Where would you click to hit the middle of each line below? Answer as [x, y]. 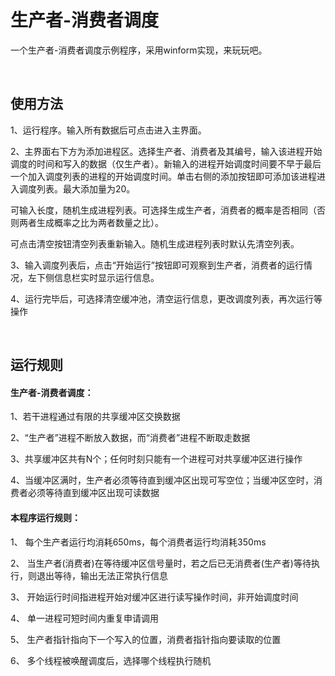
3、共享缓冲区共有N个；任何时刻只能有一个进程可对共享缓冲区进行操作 [156, 459]
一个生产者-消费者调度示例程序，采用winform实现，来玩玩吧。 [139, 50]
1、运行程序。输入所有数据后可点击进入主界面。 [108, 130]
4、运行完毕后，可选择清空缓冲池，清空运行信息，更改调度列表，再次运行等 [166, 298]
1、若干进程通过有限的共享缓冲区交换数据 [95, 417]
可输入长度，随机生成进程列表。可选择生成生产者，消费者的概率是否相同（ [163, 210]
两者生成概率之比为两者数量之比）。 [91, 222]
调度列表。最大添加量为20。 [77, 188]
